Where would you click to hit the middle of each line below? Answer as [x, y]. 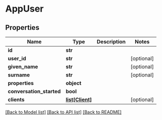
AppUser [25, 9]
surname [19, 75]
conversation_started [34, 91]
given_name [23, 67]
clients [16, 99]
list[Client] [79, 99]
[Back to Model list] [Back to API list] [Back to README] [63, 112]
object [74, 83]
